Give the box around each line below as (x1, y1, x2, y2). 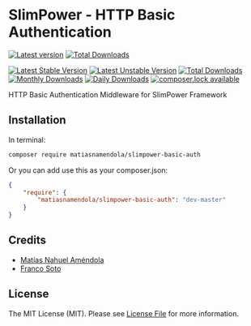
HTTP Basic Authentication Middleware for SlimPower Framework (8, 89, 228, 99)
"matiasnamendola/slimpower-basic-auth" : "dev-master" (37, 196, 227, 204)
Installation (8, 114, 66, 127)
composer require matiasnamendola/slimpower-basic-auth (8, 150, 201, 159)
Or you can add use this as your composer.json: (8, 165, 168, 175)
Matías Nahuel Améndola (19, 255, 104, 264)
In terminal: (8, 135, 46, 144)
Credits (8, 234, 47, 247)
